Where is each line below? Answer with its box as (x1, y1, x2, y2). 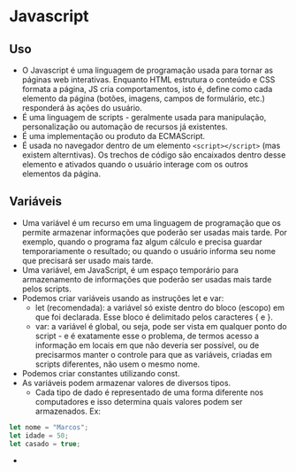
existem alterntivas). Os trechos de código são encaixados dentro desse (21, 150, 286, 160)
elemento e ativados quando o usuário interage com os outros (21, 159, 249, 169)
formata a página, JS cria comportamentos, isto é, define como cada (21, 84, 273, 94)
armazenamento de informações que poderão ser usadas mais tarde (21, 274, 272, 284)
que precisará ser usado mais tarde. (21, 255, 154, 266)
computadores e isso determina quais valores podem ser (34, 396, 243, 406)
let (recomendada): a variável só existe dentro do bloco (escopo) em (34, 302, 285, 313)
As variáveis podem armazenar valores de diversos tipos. (21, 377, 231, 388)
